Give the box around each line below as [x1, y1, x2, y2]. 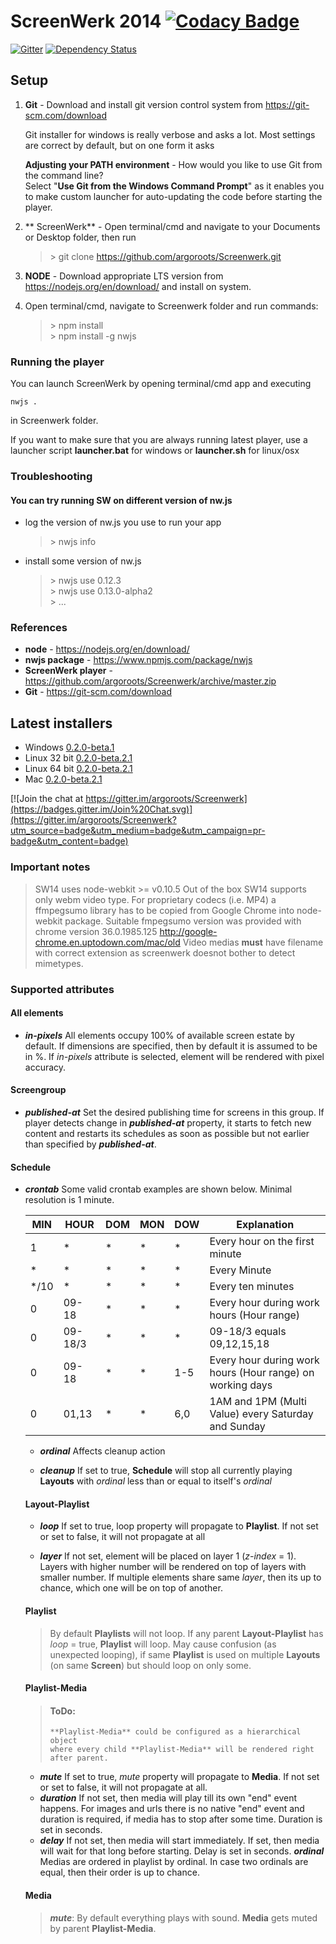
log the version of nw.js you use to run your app [24, 516, 222, 529]
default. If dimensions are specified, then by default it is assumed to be [24, 1040, 318, 1052]
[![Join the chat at [10, 793, 84, 805]
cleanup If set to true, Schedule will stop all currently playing [39, 1465, 293, 1477]
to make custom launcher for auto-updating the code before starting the [24, 190, 323, 202]
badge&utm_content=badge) [10, 835, 129, 847]
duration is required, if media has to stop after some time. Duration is [39, 1813, 323, 1825]
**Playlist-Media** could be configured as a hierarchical [49, 1727, 302, 1737]
